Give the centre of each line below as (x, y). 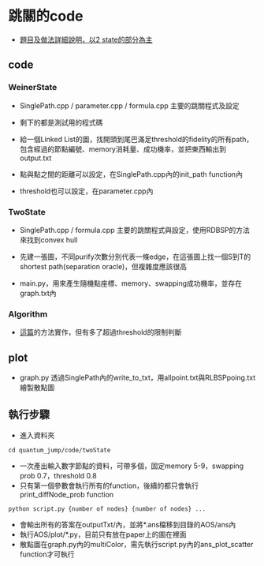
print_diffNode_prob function (67, 494)
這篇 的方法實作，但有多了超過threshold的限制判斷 (100, 332)
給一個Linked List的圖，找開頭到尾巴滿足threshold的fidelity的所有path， (136, 139)
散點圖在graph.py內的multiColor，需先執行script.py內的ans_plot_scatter (136, 544)
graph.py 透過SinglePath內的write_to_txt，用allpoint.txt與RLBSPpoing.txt (138, 378)
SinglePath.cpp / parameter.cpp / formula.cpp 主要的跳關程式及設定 (130, 105)
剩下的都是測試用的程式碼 (61, 122)
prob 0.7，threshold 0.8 (58, 475)
